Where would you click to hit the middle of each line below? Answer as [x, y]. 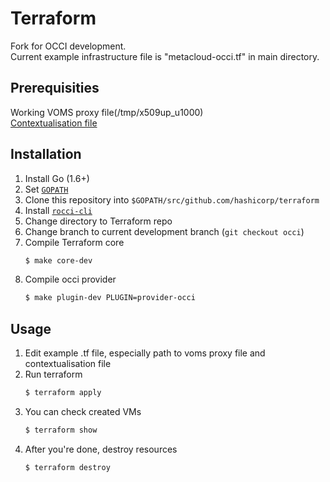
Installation [46, 154]
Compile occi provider [70, 279]
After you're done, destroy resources [101, 449]
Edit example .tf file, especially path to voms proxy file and [145, 353]
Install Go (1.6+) [57, 178]
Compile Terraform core [74, 242]
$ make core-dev [58, 260]
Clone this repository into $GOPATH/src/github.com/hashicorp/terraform [172, 199]
